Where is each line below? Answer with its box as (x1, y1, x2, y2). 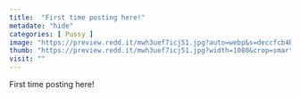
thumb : (9, 46, 34, 55)
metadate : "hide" (9, 21, 74, 30)
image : (9, 37, 34, 47)
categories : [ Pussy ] (9, 29, 94, 38)
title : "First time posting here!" (9, 12, 146, 22)
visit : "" (9, 54, 46, 63)
